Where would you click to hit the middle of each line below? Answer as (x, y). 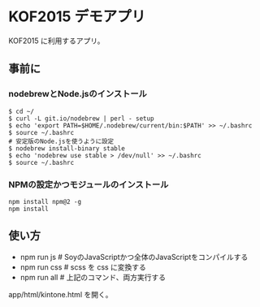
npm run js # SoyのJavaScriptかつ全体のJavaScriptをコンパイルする (134, 257)
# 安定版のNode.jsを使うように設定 (61, 141)
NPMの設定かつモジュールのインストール (89, 184)
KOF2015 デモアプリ (77, 17)
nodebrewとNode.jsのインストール (78, 94)
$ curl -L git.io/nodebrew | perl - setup (81, 119)
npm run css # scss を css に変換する (83, 267)
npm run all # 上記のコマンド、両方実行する (93, 277)
